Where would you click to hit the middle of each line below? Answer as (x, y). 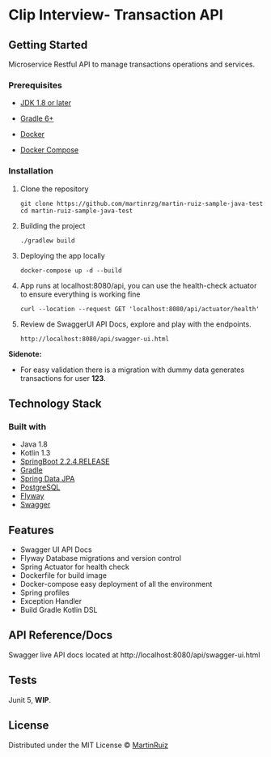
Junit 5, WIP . (30, 699)
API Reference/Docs (61, 635)
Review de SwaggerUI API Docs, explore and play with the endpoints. (136, 324)
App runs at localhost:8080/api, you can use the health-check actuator (138, 285)
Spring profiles (45, 592)
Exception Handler (51, 601)
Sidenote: (25, 353)
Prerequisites (35, 85)
